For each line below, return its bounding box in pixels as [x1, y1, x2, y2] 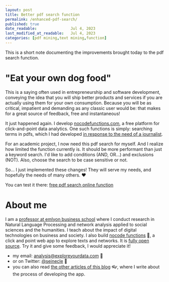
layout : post [5, 7, 33, 13]
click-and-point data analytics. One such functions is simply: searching [5, 126, 152, 132]
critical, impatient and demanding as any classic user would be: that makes [5, 105, 161, 111]
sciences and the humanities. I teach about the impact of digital [5, 227, 137, 233]
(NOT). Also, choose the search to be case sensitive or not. [5, 157, 128, 163]
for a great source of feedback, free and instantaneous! [5, 110, 121, 117]
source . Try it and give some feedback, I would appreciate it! [5, 243, 131, 249]
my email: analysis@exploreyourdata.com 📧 [12, 253, 103, 259]
